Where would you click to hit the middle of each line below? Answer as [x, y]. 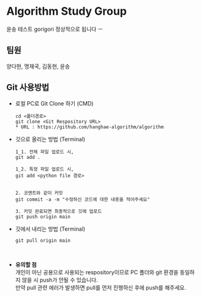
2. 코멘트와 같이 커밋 [39, 193]
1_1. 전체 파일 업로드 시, [44, 152]
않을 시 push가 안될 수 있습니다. [60, 280]
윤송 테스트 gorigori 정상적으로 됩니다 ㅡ [55, 29]
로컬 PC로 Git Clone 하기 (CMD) [54, 103]
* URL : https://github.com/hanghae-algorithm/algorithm [89, 127]
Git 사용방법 [28, 87]
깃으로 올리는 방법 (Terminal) [50, 139]
